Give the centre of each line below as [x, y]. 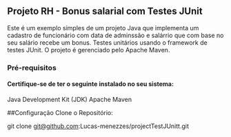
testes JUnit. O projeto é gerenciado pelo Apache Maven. [89, 50]
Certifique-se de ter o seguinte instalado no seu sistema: [91, 84]
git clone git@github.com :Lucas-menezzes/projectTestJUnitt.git [98, 126]
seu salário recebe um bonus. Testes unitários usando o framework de [108, 42]
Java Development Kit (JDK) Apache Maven [70, 99]
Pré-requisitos [32, 67]
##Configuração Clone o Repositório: [60, 112]
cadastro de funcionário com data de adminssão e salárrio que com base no [115, 35]
